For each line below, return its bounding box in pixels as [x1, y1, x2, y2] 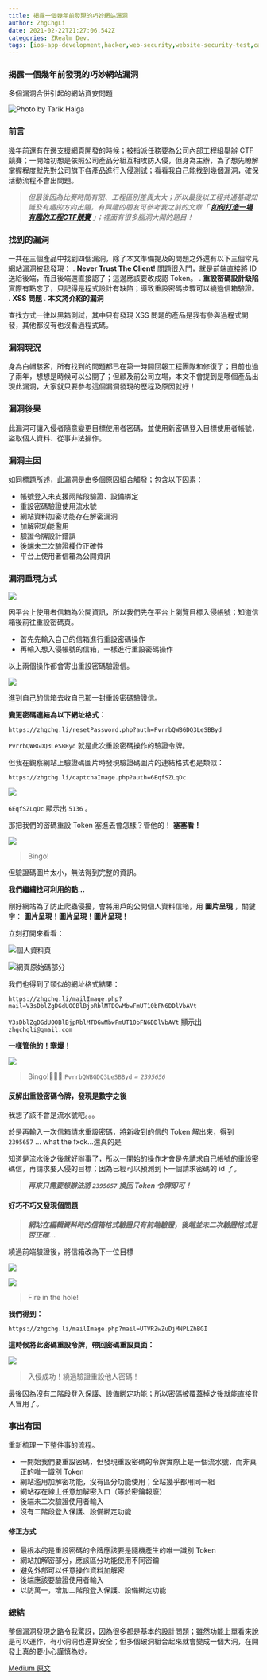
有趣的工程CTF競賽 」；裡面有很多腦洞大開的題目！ [27, 212, 194, 221]
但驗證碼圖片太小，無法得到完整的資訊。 [8, 868, 141, 877]
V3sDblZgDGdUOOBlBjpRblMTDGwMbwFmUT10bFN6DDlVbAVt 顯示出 [8, 1017, 203, 1027]
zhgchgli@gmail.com [8, 1026, 73, 1034]
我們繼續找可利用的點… [8, 885, 86, 894]
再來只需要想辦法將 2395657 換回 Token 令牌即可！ [27, 1181, 192, 1190]
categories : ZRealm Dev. [8, 33, 91, 42]
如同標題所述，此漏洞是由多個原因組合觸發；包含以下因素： [8, 475, 203, 484]
